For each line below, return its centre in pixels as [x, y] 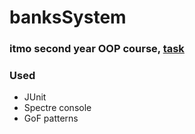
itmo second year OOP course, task [97, 49]
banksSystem [68, 17]
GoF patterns [51, 118]
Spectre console [57, 108]
